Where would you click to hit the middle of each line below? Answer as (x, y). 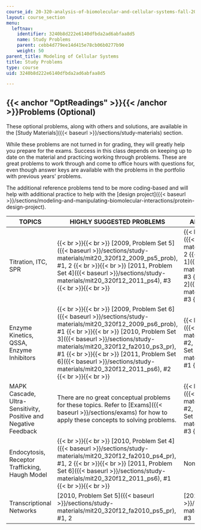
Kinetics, (22, 335)
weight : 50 (31, 51)
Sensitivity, (25, 409)
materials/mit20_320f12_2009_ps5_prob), (118, 258)
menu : (13, 23)
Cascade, (22, 394)
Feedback (23, 431)
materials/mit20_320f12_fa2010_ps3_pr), (117, 347)
